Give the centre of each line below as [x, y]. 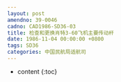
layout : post [26, 13]
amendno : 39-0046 [32, 20]
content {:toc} [37, 71]
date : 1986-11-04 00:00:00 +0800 [56, 39]
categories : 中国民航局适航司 [47, 52]
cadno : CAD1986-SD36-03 [42, 26]
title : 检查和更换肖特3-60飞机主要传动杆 [61, 33]
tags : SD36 [23, 45]
